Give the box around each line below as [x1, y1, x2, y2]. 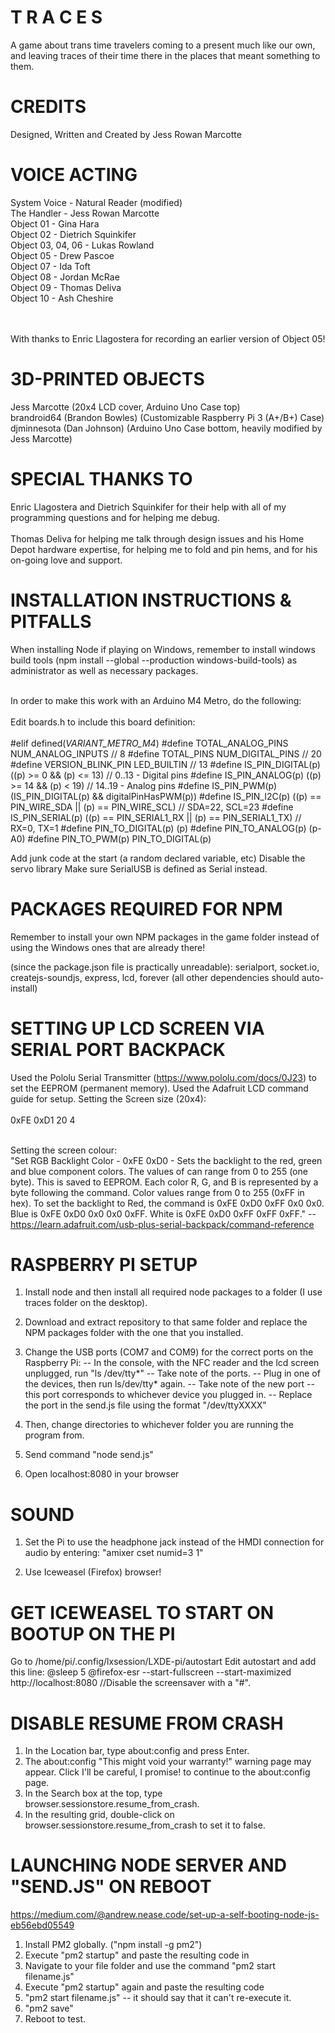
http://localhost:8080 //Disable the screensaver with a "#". [10, 1677, 252, 1689]
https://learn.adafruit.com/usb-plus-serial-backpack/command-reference [10, 1218, 315, 1230]
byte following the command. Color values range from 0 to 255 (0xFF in [10, 1186, 305, 1198]
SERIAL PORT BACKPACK [10, 1038, 226, 1061]
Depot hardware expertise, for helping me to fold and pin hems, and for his [10, 543, 318, 555]
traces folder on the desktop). [24, 1297, 148, 1309]
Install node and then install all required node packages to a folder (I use [24, 1286, 323, 1298]
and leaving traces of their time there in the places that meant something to [10, 49, 321, 61]
